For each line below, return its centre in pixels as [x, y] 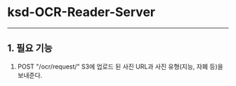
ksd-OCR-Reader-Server [81, 12]
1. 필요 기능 [30, 49]
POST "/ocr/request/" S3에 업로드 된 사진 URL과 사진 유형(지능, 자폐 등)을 [120, 66]
